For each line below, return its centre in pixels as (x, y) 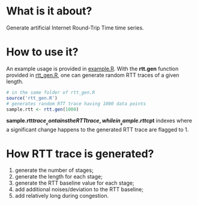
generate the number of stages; (54, 170)
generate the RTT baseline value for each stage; (74, 183)
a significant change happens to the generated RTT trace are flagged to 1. (97, 129)
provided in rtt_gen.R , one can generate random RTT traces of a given (93, 75)
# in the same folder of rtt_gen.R (51, 92)
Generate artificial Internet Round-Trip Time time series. (75, 28)
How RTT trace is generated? (80, 154)
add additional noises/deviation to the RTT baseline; (79, 189)
